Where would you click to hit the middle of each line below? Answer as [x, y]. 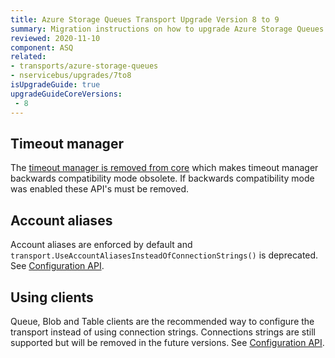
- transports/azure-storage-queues [84, 66]
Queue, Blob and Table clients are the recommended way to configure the [162, 321]
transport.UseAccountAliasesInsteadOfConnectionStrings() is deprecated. [164, 255]
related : [28, 57]
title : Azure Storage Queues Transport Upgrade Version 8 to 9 [145, 19]
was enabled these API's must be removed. [100, 189]
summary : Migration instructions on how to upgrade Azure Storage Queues [167, 29]
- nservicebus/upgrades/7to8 [71, 76]
